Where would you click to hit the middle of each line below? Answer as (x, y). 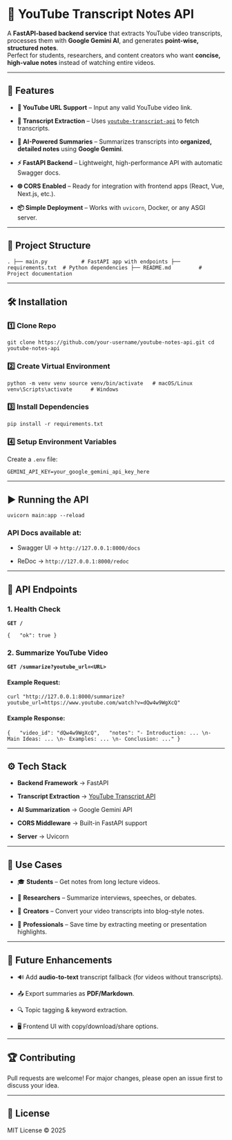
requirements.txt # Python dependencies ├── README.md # (105, 268)
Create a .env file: (32, 459)
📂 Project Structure (49, 245)
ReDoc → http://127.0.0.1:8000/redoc (73, 561)
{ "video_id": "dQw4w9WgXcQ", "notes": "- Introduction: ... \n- (109, 733)
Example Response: (36, 718)
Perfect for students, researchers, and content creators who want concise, (114, 55)
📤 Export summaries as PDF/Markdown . (76, 994)
